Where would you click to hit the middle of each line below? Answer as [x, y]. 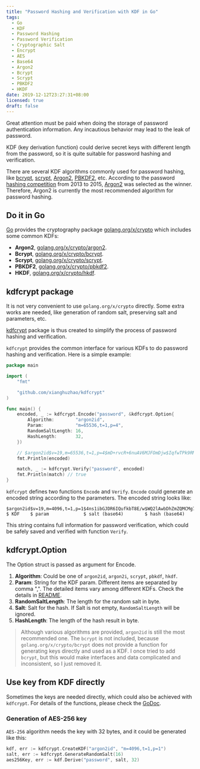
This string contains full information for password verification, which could [97, 525]
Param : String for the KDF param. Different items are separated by [96, 582]
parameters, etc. [26, 319]
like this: [16, 737]
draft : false [22, 106]
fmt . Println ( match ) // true [51, 475]
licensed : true [25, 100]
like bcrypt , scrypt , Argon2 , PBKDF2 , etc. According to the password [90, 178]
